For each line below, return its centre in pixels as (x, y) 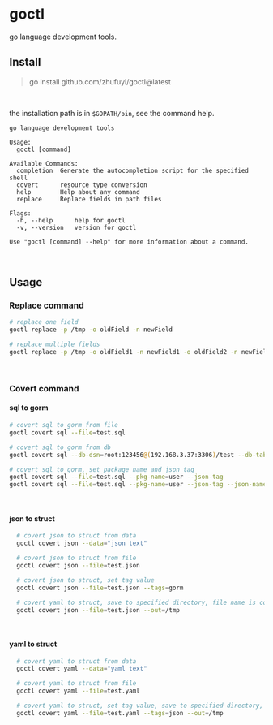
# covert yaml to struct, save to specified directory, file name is (136, 602)
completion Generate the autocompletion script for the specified (133, 170)
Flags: (20, 213)
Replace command (47, 305)
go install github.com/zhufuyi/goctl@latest (100, 81)
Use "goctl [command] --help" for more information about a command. (129, 242)
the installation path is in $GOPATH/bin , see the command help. (112, 113)
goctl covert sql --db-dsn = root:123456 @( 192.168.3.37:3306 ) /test (122, 455)
